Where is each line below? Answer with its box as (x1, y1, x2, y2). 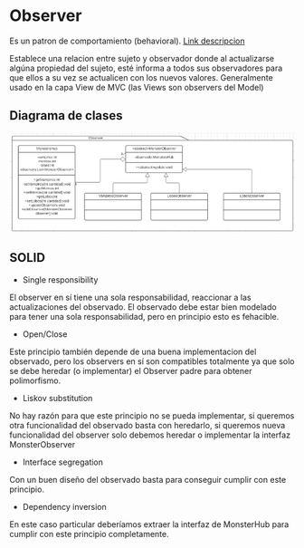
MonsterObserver (9, 438, 75, 449)
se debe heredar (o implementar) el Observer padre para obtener (9, 365, 252, 376)
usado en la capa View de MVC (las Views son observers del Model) (9, 82, 264, 92)
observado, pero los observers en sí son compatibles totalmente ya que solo (9, 355, 296, 367)
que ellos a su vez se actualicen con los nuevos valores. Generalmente (9, 72, 273, 82)
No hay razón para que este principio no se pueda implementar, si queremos (9, 409, 295, 421)
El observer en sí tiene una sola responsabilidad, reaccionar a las (9, 292, 252, 303)
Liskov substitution (22, 392, 93, 403)
